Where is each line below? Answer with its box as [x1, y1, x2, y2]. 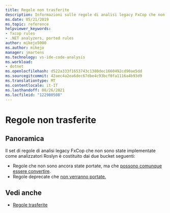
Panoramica [5, 134, 44, 143]
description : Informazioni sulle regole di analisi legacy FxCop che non [5, 12, 165, 17]
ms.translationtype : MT [5, 78, 56, 83]
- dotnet [5, 64, 24, 69]
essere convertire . [12, 168, 51, 174]
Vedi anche [5, 188, 42, 197]
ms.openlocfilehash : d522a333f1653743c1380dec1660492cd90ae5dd [5, 69, 143, 74]
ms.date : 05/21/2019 [5, 17, 49, 22]
